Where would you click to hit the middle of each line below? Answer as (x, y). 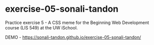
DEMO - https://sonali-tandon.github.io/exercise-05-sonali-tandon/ (73, 37)
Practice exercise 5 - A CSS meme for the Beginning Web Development (77, 22)
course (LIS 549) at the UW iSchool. (41, 27)
